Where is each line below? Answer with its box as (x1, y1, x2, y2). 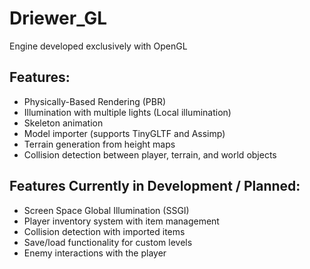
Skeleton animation (23, 117, 104, 129)
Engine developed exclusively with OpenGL (9, 40, 188, 52)
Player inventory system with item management (23, 215, 220, 227)
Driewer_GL (9, 7, 108, 30)
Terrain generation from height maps (23, 138, 176, 150)
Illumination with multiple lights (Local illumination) (23, 106, 232, 118)
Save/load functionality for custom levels (23, 236, 193, 248)
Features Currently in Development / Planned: (9, 178, 301, 195)
